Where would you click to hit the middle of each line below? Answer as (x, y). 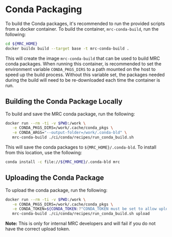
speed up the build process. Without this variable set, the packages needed (85, 75)
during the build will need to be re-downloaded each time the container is (83, 80)
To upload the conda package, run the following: (56, 190)
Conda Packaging (44, 9)
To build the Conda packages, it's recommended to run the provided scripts (85, 23)
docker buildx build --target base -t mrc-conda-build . (67, 49)
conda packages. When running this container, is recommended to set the (83, 64)
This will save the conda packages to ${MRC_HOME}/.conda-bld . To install (81, 147)
